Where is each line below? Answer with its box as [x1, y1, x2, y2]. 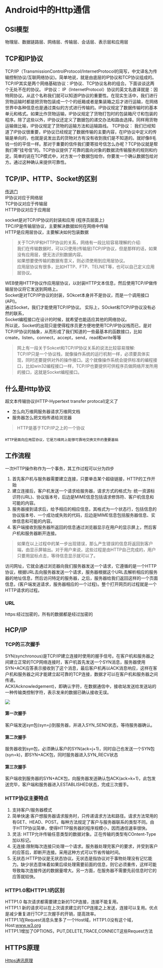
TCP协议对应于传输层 [5, 201, 48, 206]
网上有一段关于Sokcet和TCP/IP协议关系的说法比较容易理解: [16, 345, 135, 350]
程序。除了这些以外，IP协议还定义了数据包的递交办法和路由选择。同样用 [5, 117, 149, 123]
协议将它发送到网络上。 [13, 286, 61, 292]
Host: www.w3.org [5, 922, 41, 928]
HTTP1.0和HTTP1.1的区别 [5, 887, 65, 893]
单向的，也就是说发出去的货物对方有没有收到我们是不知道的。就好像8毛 [13, 135, 157, 141]
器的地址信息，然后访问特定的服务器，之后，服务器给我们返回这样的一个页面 [5, 575, 158, 581]
